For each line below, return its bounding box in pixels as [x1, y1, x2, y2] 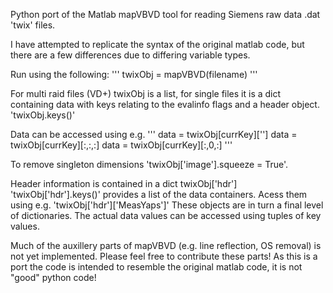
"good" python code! [10, 272, 97, 283]
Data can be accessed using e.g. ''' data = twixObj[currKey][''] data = [10, 129, 298, 140]
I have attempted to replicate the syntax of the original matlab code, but [10, 39, 305, 50]
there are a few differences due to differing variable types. [10, 49, 251, 61]
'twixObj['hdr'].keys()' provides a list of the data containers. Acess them [10, 189, 308, 200]
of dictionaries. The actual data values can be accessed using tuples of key [10, 210, 322, 221]
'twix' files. [10, 19, 56, 31]
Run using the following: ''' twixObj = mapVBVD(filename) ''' [10, 69, 258, 80]
